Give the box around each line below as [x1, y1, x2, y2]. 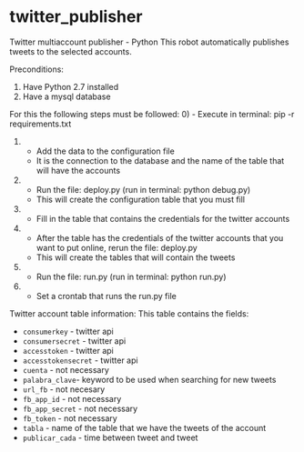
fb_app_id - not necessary [22, 393, 122, 404]
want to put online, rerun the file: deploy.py [35, 242, 198, 253]
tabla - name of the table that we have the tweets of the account [22, 422, 267, 433]
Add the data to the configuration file [35, 146, 175, 156]
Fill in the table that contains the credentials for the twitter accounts [35, 213, 290, 224]
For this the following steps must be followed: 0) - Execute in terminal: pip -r [9, 108, 295, 119]
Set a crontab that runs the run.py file [35, 290, 177, 301]
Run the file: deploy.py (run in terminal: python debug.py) [35, 184, 251, 195]
